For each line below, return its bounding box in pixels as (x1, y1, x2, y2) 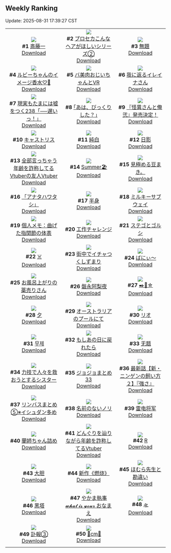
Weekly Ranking (5, 4, 58, 13)
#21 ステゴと (119, 222, 151, 229)
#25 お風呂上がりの (10, 279, 58, 286)
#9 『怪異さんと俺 (118, 104, 162, 111)
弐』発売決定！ (122, 111, 159, 118)
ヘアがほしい (65, 43, 97, 50)
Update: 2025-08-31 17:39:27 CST (5, 17, 77, 23)
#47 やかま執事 (70, 494, 107, 501)
